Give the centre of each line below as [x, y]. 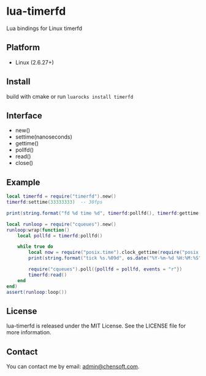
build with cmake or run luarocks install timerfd [70, 96]
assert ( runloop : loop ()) [37, 292]
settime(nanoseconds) [44, 137]
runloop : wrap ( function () [38, 230]
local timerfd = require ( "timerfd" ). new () [61, 197]
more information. [29, 332]
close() [24, 163]
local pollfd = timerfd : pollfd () [60, 236]
